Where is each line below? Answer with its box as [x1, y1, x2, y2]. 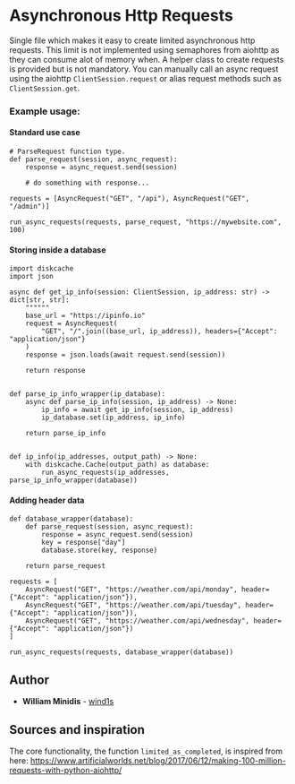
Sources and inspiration [9, 722, 146, 737]
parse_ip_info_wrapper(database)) [9, 476, 139, 485]
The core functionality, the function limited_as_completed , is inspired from [9, 745, 283, 757]
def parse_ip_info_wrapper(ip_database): [9, 390, 166, 399]
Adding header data [9, 495, 85, 505]
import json [9, 272, 54, 281]
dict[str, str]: [9, 296, 70, 305]
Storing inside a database [9, 244, 106, 255]
